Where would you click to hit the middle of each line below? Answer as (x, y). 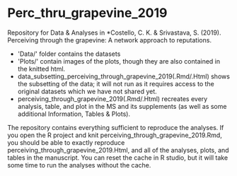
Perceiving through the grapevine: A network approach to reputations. (110, 40)
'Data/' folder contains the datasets (69, 54)
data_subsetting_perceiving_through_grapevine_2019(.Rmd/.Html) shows (123, 76)
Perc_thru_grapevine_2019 (87, 13)
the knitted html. (41, 69)
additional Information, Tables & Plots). (74, 114)
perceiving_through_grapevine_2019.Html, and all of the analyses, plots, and (118, 150)
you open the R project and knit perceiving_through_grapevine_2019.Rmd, (115, 135)
